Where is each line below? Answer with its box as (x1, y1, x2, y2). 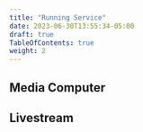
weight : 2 (9, 47, 47, 56)
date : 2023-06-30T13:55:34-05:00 (9, 22, 135, 31)
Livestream (9, 110, 74, 126)
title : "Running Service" (9, 13, 106, 22)
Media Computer (9, 80, 106, 95)
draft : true (9, 30, 54, 39)
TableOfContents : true (9, 38, 94, 48)
